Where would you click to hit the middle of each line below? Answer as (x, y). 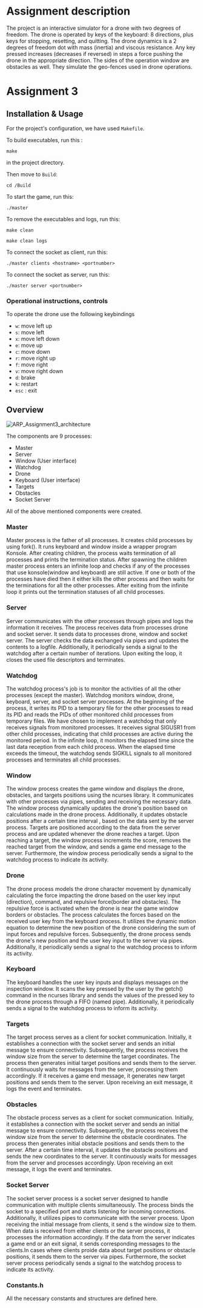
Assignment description (68, 11)
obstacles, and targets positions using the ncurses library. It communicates (100, 795)
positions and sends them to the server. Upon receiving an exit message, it (99, 1083)
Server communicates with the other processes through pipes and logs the (100, 621)
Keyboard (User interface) (48, 480)
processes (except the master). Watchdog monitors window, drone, (90, 695)
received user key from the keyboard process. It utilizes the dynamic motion (101, 921)
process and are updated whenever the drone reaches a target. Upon (93, 834)
